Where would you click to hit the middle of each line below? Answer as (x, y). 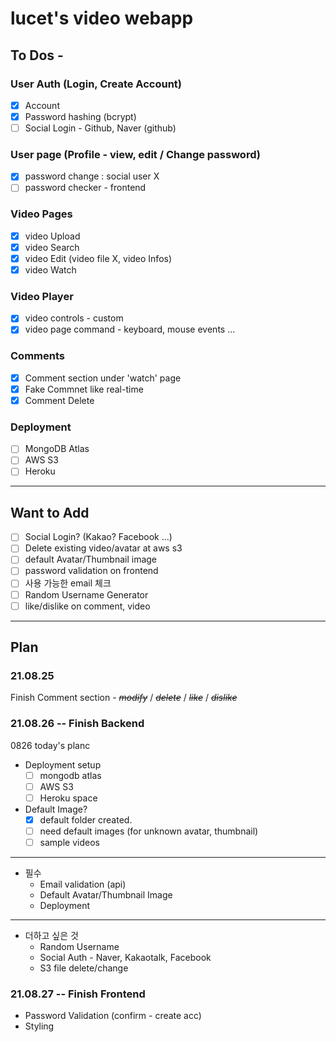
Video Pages (41, 214)
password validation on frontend (91, 571)
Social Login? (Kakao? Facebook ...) (98, 537)
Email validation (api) (83, 884)
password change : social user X (92, 176)
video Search (52, 247)
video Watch (50, 269)
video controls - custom (74, 318)
